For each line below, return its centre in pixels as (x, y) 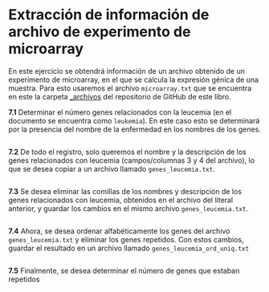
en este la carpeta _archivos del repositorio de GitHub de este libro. (120, 96)
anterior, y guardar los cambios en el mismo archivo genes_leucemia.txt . (128, 208)
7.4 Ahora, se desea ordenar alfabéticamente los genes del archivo (119, 231)
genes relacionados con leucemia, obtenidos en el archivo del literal (121, 200)
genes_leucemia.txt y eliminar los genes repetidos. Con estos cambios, (126, 239)
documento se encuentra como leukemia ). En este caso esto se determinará (134, 120)
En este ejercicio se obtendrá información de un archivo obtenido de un (127, 71)
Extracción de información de (109, 15)
